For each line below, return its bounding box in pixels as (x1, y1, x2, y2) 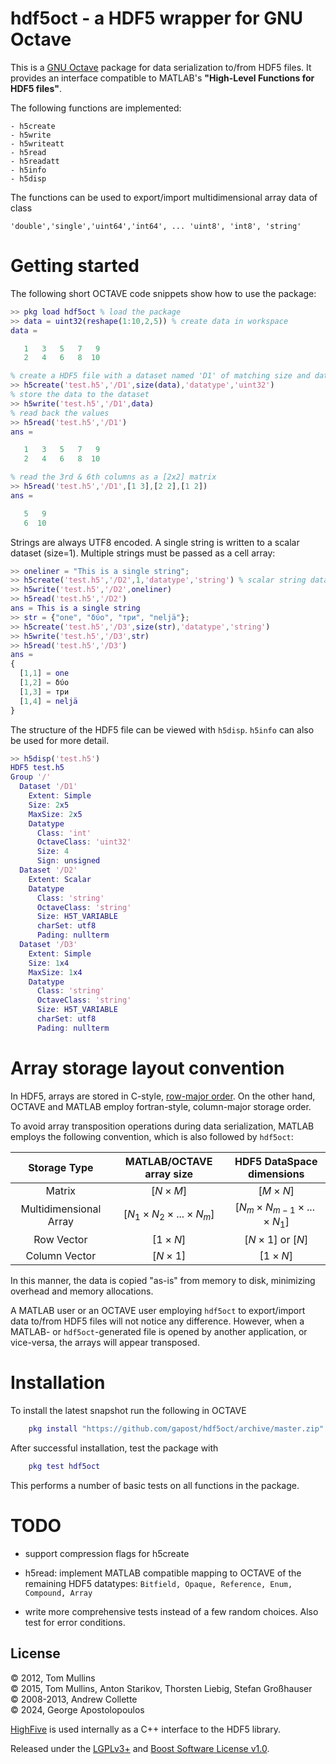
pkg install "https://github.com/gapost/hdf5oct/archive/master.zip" (28, 1424, 325, 1434)
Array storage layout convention (10, 1057, 285, 1079)
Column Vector (25, 1249, 97, 1263)
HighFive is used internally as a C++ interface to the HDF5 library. (10, 1723, 281, 1735)
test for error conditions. (24, 1616, 126, 1628)
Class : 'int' (36, 828, 92, 838)
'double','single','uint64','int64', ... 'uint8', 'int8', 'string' (10, 221, 302, 231)
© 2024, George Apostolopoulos (10, 1703, 145, 1716)
